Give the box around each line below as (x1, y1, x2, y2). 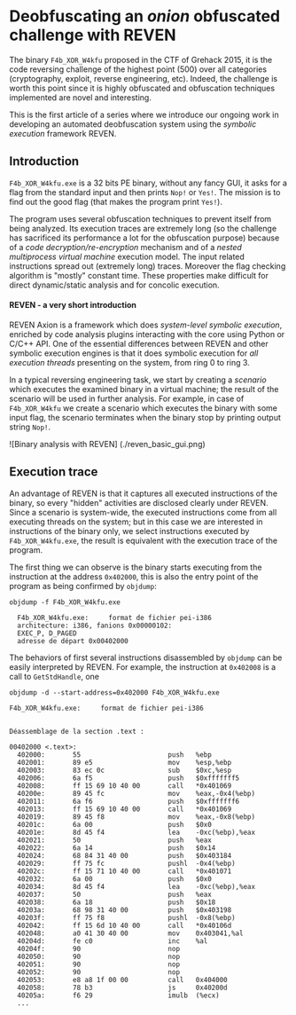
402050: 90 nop (17, 952, 180, 961)
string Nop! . (9, 421, 51, 432)
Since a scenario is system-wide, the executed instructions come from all (9, 507, 277, 517)
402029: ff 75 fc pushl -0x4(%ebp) (17, 859, 237, 868)
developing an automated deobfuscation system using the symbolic (9, 118, 257, 130)
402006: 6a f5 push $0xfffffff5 (17, 774, 240, 783)
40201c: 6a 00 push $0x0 (17, 820, 213, 829)
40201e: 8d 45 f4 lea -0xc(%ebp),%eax (17, 828, 255, 837)
